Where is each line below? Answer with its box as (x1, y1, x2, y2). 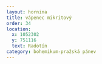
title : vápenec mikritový (6, 15, 72, 21)
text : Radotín (12, 43, 47, 49)
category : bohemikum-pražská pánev (6, 49, 97, 55)
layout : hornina (6, 9, 47, 15)
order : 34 (6, 20, 32, 26)
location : (6, 26, 32, 32)
